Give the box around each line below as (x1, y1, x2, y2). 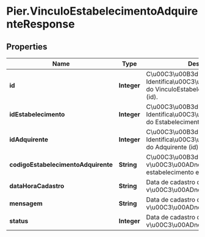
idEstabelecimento (9, 110, 65, 118)
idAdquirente (9, 135, 49, 144)
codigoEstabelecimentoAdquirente (9, 160, 113, 169)
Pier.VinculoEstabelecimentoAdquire (6, 4, 198, 18)
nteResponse (6, 17, 75, 31)
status (9, 217, 29, 225)
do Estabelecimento (146, 118, 203, 126)
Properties (6, 41, 48, 52)
